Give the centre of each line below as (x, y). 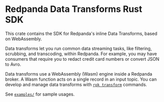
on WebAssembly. (24, 39)
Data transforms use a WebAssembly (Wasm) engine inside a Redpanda (79, 74)
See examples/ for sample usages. (40, 94)
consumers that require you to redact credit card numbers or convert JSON (82, 59)
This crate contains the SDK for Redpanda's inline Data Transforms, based (81, 33)
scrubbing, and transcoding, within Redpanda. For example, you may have (81, 54)
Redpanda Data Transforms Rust (74, 9)
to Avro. (13, 64)
